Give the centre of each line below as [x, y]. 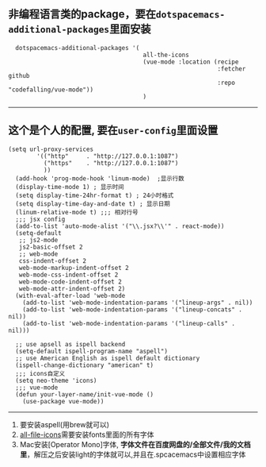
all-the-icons [166, 55]
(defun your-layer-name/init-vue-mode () [85, 394]
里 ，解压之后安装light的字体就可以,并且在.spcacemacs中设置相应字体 [133, 454]
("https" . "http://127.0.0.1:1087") [111, 163]
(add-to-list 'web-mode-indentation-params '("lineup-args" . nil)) [138, 303]
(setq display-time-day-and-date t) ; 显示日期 [93, 204]
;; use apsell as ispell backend [70, 344]
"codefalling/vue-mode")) [51, 90]
